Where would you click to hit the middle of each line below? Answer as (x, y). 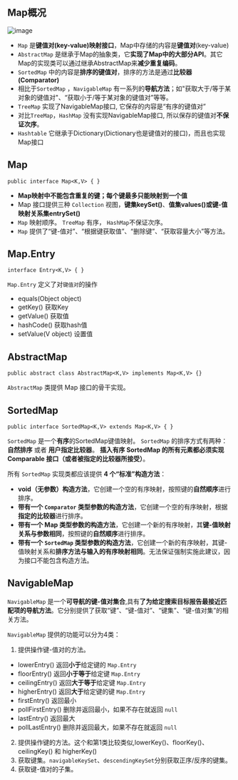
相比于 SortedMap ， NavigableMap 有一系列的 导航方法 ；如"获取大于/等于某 (124, 88)
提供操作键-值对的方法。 (54, 649)
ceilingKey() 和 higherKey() (57, 751)
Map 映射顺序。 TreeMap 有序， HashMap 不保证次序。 (92, 222)
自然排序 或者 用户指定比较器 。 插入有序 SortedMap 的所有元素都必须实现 (116, 450)
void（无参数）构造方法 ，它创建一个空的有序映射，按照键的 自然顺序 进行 (124, 489)
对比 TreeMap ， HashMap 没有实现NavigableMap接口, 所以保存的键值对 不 (120, 115)
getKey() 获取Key (43, 307)
